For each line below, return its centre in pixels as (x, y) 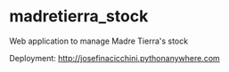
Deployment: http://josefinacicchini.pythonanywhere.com (114, 58)
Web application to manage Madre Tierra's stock (99, 41)
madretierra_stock (79, 16)
